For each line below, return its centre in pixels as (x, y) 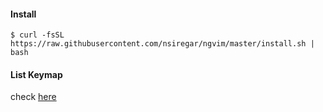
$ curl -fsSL (37, 35)
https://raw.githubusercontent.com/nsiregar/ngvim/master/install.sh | (162, 44)
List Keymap (36, 74)
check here (33, 97)
